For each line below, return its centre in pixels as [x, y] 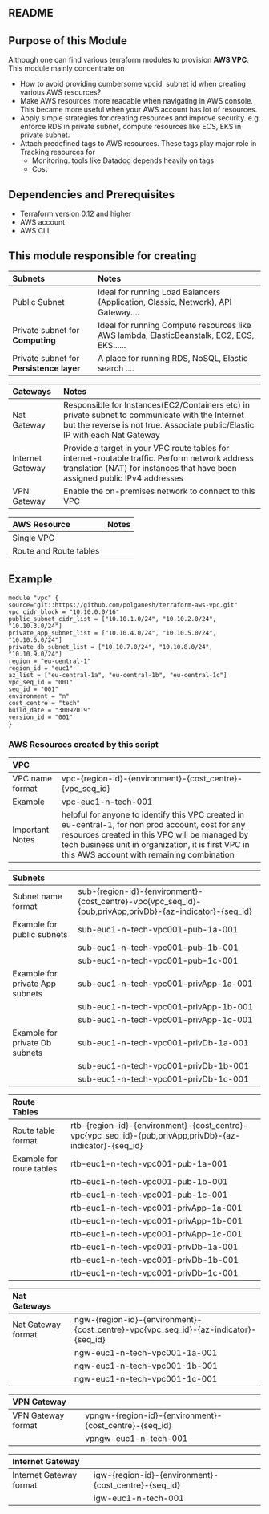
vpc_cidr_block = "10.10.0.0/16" [64, 612]
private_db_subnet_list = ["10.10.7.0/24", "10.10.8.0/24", [111, 647]
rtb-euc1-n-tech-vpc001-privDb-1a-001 [155, 1247]
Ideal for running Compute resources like [174, 325]
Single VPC [33, 538]
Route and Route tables [56, 550]
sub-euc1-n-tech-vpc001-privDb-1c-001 [164, 1078]
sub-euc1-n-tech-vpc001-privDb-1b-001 [164, 1065]
